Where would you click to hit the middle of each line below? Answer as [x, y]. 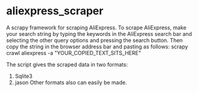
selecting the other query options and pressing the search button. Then [94, 40]
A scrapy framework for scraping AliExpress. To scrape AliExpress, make [97, 27]
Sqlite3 [24, 76]
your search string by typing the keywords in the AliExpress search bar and [99, 33]
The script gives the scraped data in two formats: [67, 65]
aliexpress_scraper [55, 11]
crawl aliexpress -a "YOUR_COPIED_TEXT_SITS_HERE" [73, 53]
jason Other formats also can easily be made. [71, 82]
